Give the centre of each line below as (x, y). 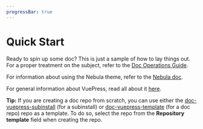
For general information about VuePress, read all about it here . (84, 88)
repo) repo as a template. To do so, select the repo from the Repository (95, 113)
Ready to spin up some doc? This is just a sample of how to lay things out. (98, 59)
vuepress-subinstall (31, 107)
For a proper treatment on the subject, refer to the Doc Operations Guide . (97, 65)
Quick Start (35, 41)
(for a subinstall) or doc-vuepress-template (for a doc (123, 107)
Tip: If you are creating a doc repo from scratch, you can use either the (95, 100)
